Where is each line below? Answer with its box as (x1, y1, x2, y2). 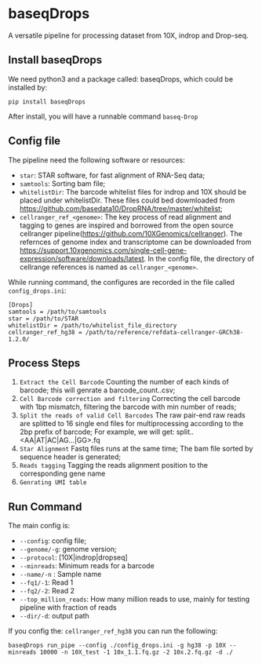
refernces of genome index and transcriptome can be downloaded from (19, 237, 252, 246)
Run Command (8, 500, 82, 513)
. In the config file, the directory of (144, 254, 255, 263)
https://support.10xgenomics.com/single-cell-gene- (19, 245, 187, 255)
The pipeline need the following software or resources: (8, 155, 186, 165)
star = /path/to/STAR (8, 315, 79, 323)
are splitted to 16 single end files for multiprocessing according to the (19, 419, 244, 429)
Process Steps (8, 356, 81, 370)
